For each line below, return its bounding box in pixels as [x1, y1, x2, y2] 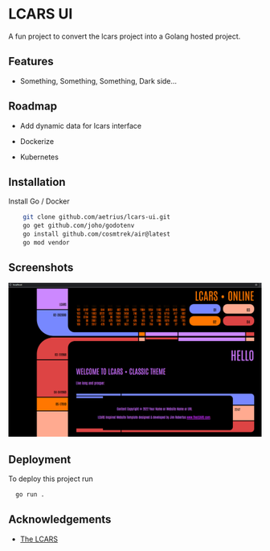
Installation [8, 175, 66, 189]
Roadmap [8, 100, 58, 113]
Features [8, 55, 54, 68]
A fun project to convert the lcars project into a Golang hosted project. [8, 31, 241, 41]
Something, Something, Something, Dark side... [19, 76, 178, 85]
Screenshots [8, 261, 74, 274]
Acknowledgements [8, 512, 112, 527]
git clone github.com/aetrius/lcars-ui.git [22, 213, 171, 221]
